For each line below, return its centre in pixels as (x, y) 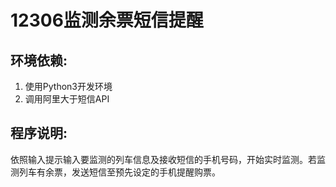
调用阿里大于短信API (67, 99)
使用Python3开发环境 (68, 86)
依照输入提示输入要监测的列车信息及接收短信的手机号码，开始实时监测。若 (163, 159)
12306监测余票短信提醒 (107, 20)
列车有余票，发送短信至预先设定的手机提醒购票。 (119, 172)
